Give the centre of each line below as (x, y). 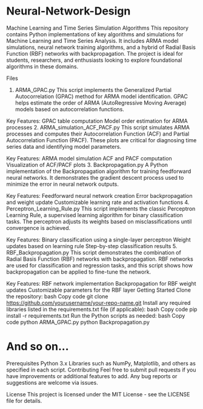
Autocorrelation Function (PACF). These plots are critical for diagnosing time (101, 140)
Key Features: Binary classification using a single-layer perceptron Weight (98, 240)
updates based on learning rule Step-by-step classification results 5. (92, 246)
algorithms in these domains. (42, 66)
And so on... (38, 347)
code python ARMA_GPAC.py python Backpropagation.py (78, 322)
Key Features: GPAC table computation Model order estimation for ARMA (97, 121)
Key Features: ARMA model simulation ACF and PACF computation (89, 158)
